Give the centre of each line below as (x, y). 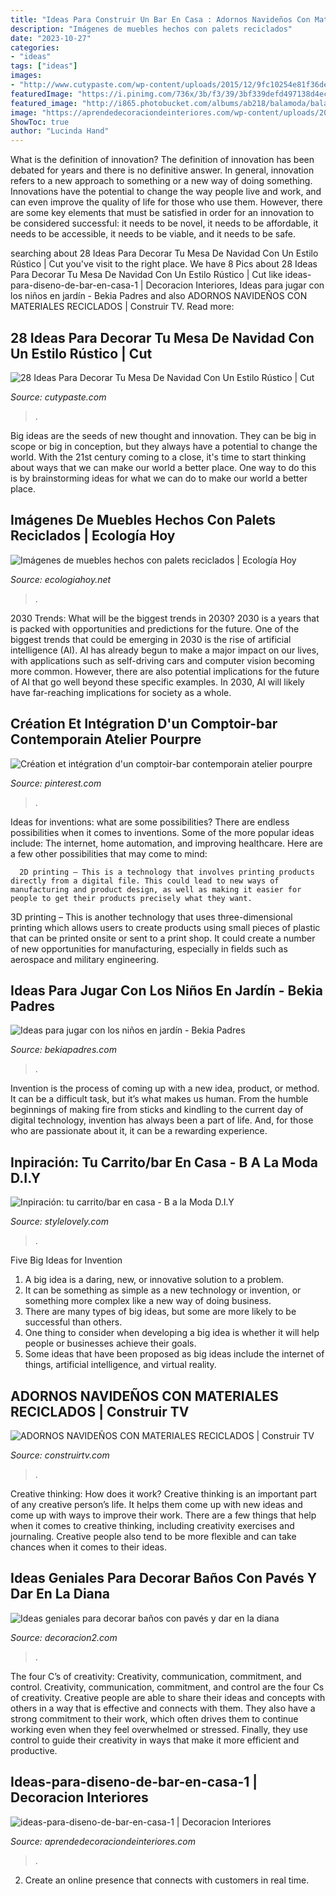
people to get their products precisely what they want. (131, 898)
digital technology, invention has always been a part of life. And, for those (162, 1120)
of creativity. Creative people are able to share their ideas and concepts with (168, 1697)
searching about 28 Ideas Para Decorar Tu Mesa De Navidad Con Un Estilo (164, 253)
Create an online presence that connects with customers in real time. (167, 1880)
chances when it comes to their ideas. (88, 1547)
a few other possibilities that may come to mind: (109, 853)
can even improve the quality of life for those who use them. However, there (166, 202)
